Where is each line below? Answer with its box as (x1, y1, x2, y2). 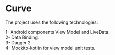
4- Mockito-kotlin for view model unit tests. (5, 45, 96, 51)
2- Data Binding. (5, 34, 40, 40)
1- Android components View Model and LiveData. (5, 29, 110, 35)
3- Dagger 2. (5, 39, 32, 45)
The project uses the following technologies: (5, 19, 98, 25)
